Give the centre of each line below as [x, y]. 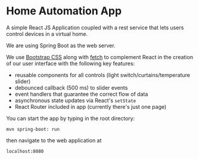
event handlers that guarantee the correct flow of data [81, 94]
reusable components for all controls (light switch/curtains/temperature [102, 75]
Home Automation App [64, 11]
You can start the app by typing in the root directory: [71, 118]
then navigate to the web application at [54, 140]
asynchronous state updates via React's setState [75, 100]
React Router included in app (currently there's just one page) [91, 106]
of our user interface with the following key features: [71, 63]
